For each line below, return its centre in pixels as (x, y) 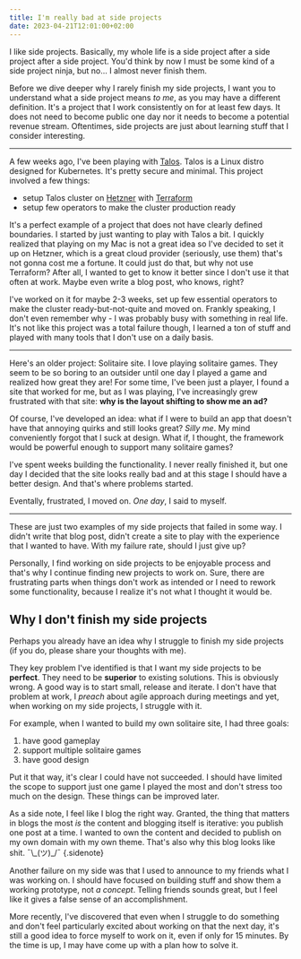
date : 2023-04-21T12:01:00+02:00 (72, 26)
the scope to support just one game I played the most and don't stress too (146, 787)
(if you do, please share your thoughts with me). (98, 651)
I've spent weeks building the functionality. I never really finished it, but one (149, 464)
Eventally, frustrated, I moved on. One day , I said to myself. (118, 501)
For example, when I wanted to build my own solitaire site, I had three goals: (149, 723)
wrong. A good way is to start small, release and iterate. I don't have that (143, 687)
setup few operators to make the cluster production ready (129, 207)
